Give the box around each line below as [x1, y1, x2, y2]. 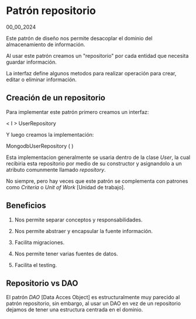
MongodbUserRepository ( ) [6, 142, 74, 150]
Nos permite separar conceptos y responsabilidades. [14, 216, 143, 223]
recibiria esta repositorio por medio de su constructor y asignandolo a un [6, 159, 182, 167]
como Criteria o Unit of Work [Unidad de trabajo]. [6, 183, 125, 190]
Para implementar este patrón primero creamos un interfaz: [6, 108, 149, 115]
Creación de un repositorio [6, 93, 105, 103]
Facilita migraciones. [14, 238, 65, 246]
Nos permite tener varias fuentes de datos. [14, 250, 118, 257]
